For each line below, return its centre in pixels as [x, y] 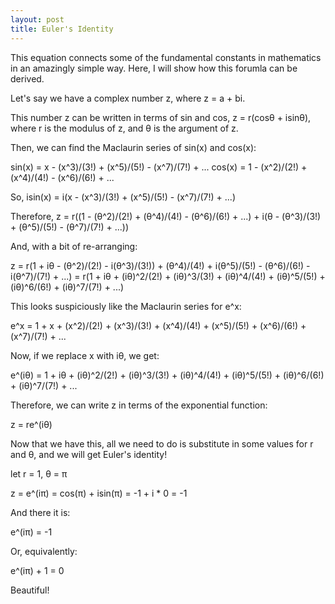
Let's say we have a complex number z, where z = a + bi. [128, 98]
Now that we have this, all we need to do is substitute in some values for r [162, 443]
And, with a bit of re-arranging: [74, 246]
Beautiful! [30, 590]
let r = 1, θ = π [39, 473]
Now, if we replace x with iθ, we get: [85, 355]
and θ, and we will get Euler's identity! [89, 454]
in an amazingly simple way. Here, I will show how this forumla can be [154, 68]
